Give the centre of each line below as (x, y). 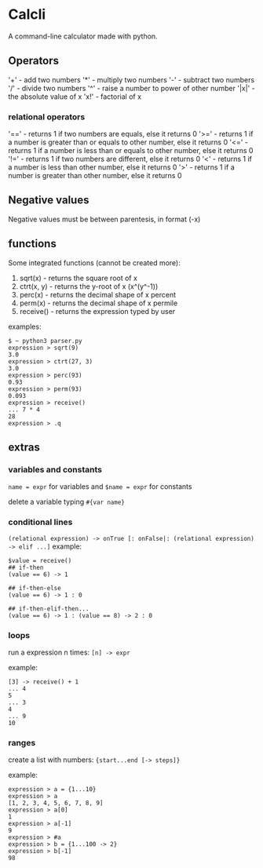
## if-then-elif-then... (49, 609)
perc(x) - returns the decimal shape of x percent (98, 294)
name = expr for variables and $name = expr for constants (100, 487)
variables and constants (55, 469)
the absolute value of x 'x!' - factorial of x (75, 97)
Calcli (27, 15)
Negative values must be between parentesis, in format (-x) (104, 219)
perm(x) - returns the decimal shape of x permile (99, 303)
